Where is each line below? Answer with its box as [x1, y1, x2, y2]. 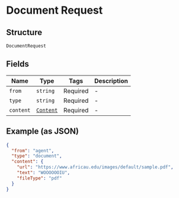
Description [94, 77, 129, 85]
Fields [6, 59, 30, 69]
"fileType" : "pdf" [17, 175, 62, 181]
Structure [6, 27, 43, 37]
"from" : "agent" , [11, 147, 55, 153]
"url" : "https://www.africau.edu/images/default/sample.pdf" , [17, 164, 174, 170]
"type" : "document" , [11, 153, 62, 159]
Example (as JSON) [6, 126, 79, 137]
